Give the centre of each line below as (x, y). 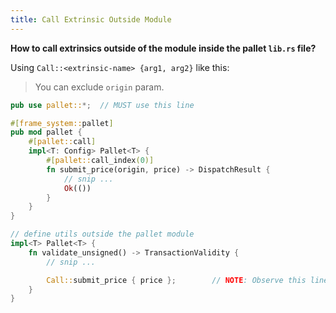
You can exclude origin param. (99, 87)
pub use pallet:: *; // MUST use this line (102, 105)
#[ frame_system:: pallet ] (62, 123)
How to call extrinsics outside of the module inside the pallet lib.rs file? (163, 48)
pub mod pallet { (46, 132)
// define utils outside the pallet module (102, 234)
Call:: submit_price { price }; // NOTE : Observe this (176, 280)
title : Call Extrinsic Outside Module (91, 19)
